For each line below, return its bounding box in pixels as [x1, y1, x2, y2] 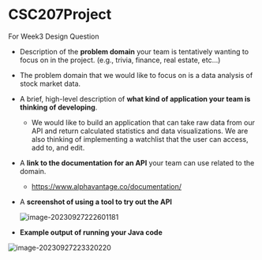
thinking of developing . [19, 102, 98, 112]
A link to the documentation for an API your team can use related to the [19, 158, 255, 167]
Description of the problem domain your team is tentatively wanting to [19, 46, 249, 56]
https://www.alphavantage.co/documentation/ [31, 181, 182, 191]
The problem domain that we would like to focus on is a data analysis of [19, 70, 253, 80]
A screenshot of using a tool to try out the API [19, 197, 172, 206]
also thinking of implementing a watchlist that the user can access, [31, 134, 249, 143]
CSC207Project [8, 6, 112, 24]
